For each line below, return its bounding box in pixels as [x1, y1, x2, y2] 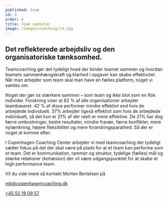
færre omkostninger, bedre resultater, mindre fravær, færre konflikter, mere [5, 119, 161, 125]
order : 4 [5, 17, 24, 22]
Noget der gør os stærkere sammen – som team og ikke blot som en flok [5, 92, 156, 98]
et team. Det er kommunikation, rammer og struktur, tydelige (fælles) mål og [5, 150, 163, 156]
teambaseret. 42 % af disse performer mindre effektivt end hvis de [5, 103, 145, 109]
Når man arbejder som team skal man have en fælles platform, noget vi [5, 77, 153, 83]
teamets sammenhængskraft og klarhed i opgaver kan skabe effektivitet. [5, 71, 156, 77]
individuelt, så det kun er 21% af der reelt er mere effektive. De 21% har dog [5, 113, 163, 119]
